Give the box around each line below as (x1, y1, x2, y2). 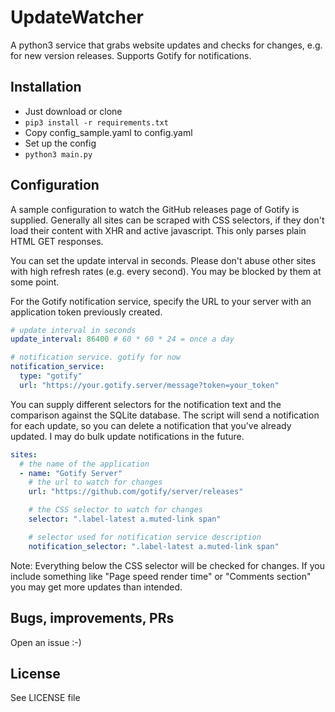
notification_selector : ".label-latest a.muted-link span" (28, 541, 280, 551)
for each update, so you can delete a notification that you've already (10, 419, 292, 431)
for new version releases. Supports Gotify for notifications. (10, 49, 252, 61)
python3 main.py (24, 149, 93, 160)
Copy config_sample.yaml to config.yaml (24, 126, 193, 138)
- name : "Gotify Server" (19, 468, 123, 478)
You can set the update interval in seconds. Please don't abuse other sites (10, 254, 317, 266)
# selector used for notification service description (28, 532, 262, 542)
